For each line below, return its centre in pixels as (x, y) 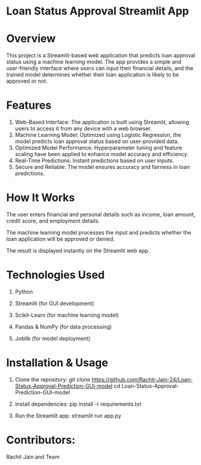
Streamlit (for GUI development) (54, 303)
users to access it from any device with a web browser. (83, 128)
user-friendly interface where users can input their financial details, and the (100, 68)
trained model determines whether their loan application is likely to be (93, 75)
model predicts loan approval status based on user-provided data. (97, 141)
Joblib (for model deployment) (53, 338)
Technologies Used (56, 275)
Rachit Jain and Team (33, 457)
